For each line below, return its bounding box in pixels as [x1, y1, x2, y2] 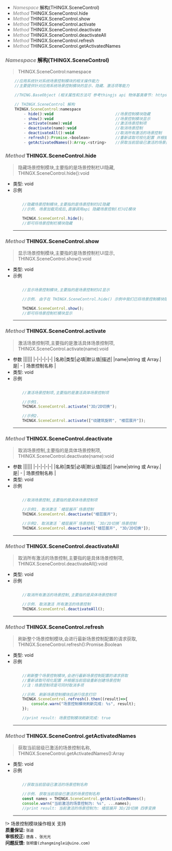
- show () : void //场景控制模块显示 [24, 116, 151, 121]
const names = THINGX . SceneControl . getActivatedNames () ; [22, 796, 146, 801]
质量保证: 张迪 [5, 827, 34, 833]
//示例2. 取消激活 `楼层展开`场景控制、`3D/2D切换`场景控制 [22, 521, 137, 526]
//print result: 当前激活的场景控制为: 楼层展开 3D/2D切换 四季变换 [22, 805, 156, 811]
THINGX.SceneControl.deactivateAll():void [17, 561, 107, 567]
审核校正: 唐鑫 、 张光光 [5, 833, 51, 839]
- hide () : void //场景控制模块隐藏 [24, 111, 151, 116]
